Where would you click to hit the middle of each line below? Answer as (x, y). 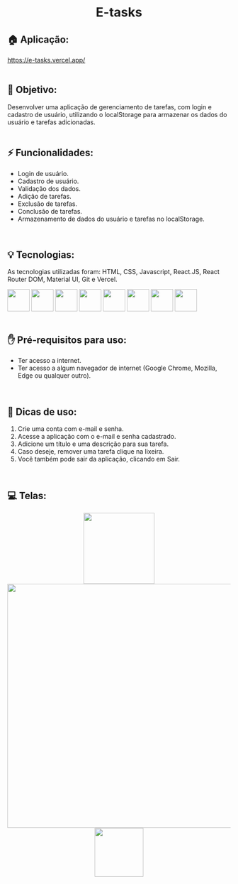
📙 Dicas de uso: (42, 411)
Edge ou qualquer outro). (54, 376)
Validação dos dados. (49, 188)
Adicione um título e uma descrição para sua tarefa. (93, 444)
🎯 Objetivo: (32, 90)
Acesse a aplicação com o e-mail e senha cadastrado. (97, 437)
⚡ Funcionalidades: (50, 153)
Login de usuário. (43, 173)
